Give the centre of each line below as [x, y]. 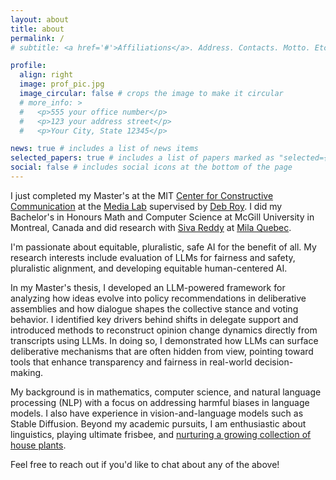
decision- [274, 362]
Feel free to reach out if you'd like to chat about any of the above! [145, 464]
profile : [28, 66]
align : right [46, 75]
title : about [37, 29]
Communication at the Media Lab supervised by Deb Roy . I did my [146, 206]
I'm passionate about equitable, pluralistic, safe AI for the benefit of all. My [163, 247]
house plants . [38, 445]
